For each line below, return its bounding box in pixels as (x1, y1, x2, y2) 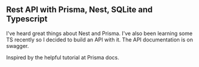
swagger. (6, 42, 29, 49)
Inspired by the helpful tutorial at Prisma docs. (6, 53, 119, 61)
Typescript (6, 14, 48, 24)
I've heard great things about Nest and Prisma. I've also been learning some (6, 30, 192, 37)
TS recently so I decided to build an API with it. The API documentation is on (6, 36, 194, 43)
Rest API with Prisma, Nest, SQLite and (6, 5, 153, 15)
